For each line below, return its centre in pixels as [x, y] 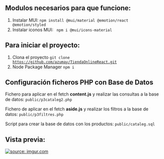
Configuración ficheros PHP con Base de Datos [79, 82]
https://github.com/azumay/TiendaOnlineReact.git [65, 62]
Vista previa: [25, 139]
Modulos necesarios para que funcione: [68, 8]
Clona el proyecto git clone [41, 57]
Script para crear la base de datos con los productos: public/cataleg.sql [80, 124]
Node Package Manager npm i [43, 67]
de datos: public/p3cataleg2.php [39, 100]
